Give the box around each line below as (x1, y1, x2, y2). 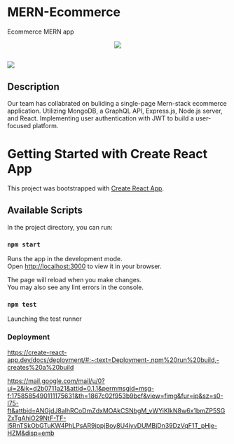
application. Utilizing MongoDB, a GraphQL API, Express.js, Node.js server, (7, 106, 223, 116)
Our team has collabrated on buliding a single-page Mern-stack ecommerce (7, 99, 227, 108)
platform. (32, 122, 59, 130)
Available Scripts (7, 204, 83, 216)
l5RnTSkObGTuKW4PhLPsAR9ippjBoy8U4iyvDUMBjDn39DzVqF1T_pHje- (7, 421, 218, 429)
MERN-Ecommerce (7, 4, 121, 20)
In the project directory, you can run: (7, 223, 113, 231)
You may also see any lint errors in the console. (7, 283, 144, 291)
